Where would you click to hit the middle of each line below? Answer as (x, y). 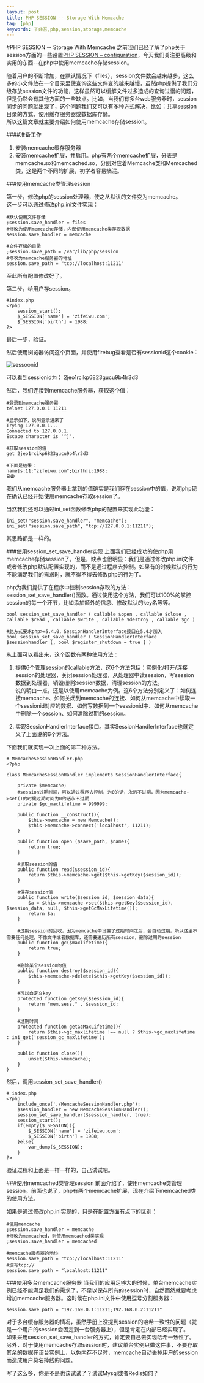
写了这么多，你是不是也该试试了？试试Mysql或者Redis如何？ (82, 1373)
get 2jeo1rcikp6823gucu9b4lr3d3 (47, 454)
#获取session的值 (27, 448)
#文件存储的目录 (24, 247)
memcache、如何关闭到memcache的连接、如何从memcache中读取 (105, 698)
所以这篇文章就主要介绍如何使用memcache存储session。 (78, 122)
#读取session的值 (38, 864)
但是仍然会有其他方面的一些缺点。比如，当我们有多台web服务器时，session (102, 99)
